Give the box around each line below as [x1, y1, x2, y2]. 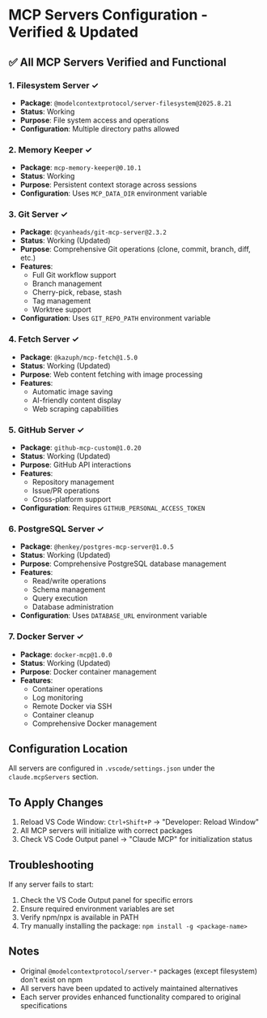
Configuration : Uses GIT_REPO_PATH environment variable [19, 313, 211, 323]
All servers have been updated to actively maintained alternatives [19, 983, 239, 993]
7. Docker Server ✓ [8, 631, 84, 642]
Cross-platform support [32, 494, 112, 504]
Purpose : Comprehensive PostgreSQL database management [19, 559, 227, 569]
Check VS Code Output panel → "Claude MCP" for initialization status [19, 835, 253, 844]
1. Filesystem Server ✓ [8, 80, 100, 91]
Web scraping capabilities [32, 403, 119, 413]
